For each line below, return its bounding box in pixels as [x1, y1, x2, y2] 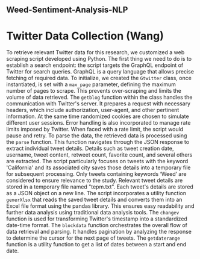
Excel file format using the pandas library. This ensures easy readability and [6, 202, 195, 210]
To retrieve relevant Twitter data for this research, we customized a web [6, 49, 185, 56]
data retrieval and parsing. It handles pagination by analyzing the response [6, 228, 192, 236]
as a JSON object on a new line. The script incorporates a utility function [6, 190, 187, 197]
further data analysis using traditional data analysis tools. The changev [6, 209, 180, 216]
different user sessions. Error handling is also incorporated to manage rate [6, 119, 191, 126]
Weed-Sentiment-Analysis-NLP [6, 5, 128, 15]
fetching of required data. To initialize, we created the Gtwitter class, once [6, 75, 192, 82]
